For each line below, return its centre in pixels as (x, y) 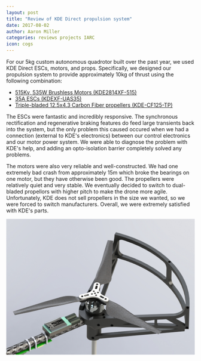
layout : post (22, 13)
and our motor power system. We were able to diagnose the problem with (97, 142)
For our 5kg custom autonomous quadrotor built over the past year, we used (100, 62)
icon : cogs (20, 44)
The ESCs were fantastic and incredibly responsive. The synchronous (92, 117)
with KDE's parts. (28, 211)
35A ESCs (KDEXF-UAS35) (48, 99)
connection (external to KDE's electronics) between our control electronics (98, 135)
